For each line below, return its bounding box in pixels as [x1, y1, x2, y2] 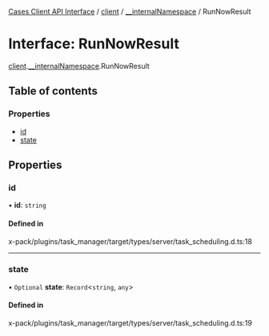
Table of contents [8, 84, 98, 98]
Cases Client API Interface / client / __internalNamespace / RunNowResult [8, 7, 251, 16]
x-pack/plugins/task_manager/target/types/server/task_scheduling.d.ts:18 [8, 236, 252, 246]
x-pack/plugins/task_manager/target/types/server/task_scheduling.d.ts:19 [8, 318, 252, 328]
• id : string [8, 200, 46, 210]
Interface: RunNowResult [8, 35, 180, 53]
